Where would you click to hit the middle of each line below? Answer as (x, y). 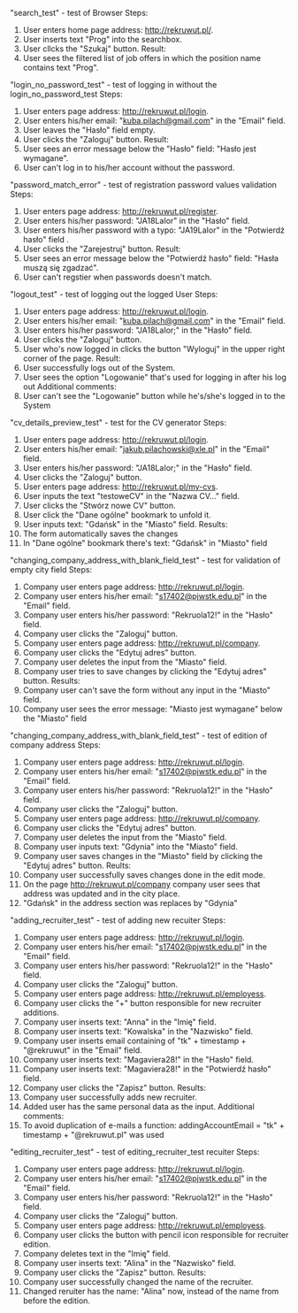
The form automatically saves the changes (100, 534)
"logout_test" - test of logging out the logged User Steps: (114, 294)
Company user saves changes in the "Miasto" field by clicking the (143, 856)
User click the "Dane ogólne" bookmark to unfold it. (117, 515)
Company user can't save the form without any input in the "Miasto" (146, 690)
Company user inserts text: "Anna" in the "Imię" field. (119, 1022)
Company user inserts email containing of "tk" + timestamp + (134, 1040)
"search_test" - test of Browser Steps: (79, 13)
